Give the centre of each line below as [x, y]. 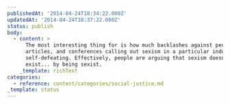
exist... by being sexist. [64, 64]
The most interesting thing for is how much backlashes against [119, 45]
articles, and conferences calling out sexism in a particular [117, 52]
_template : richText [49, 70]
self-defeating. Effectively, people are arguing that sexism [116, 58]
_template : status [33, 90]
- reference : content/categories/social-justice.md [89, 83]
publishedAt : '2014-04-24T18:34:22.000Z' [67, 13]
